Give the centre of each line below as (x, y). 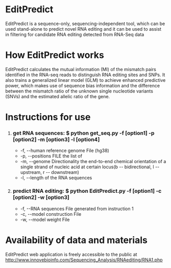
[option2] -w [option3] (41, 197)
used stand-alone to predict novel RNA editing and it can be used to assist (83, 29)
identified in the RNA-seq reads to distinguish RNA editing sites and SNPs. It (85, 75)
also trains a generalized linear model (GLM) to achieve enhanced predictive (86, 80)
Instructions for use (48, 117)
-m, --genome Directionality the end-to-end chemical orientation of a (93, 162)
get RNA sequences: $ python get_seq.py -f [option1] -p (83, 133)
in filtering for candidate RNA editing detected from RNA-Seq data (75, 34)
